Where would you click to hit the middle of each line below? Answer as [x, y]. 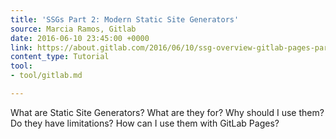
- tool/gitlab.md [46, 76]
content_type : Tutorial [60, 57]
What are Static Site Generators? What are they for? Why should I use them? [167, 112]
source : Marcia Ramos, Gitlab [73, 29]
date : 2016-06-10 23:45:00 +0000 [80, 38]
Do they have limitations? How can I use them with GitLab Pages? [145, 123]
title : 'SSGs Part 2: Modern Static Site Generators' [125, 19]
